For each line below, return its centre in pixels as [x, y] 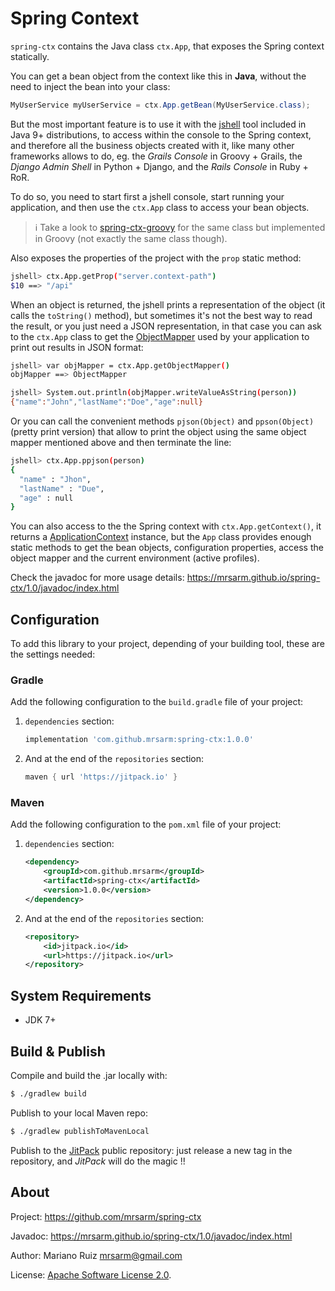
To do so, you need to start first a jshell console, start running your [147, 196]
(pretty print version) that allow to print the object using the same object [158, 432]
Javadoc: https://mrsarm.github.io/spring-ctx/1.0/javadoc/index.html [151, 1236]
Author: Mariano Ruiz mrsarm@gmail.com [96, 1255]
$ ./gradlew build [48, 1093]
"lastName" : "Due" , [62, 488]
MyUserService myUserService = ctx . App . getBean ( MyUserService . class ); [160, 105]
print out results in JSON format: [77, 347]
